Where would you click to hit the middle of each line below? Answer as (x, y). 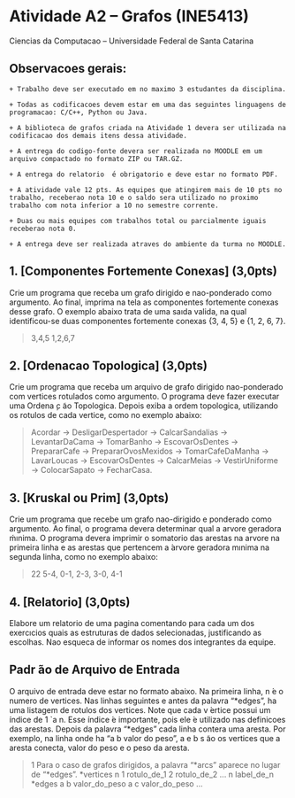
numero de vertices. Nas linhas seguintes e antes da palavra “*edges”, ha (143, 701)
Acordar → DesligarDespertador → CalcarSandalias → (129, 432)
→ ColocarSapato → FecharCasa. (91, 470)
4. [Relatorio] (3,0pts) (70, 602)
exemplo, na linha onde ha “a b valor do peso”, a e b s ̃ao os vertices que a (145, 738)
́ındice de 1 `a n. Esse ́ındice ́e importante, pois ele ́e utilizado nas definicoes (147, 719)
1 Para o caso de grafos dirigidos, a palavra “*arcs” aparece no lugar (155, 764)
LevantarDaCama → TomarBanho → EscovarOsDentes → (134, 442)
